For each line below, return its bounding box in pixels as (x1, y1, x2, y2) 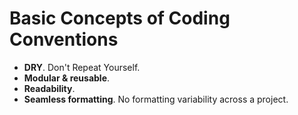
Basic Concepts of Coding (9, 7, 231, 30)
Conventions (9, 28, 119, 51)
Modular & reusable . (23, 72, 111, 84)
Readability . (23, 82, 76, 94)
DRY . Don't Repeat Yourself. (23, 61, 141, 73)
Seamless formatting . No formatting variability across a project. (23, 93, 289, 105)
